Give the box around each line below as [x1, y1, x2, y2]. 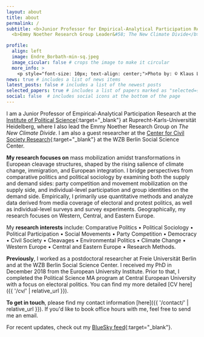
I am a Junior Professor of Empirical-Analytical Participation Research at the [6, 110, 196, 117]
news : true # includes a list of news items [6, 77, 121, 83]
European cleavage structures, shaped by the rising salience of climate [6, 160, 184, 168]
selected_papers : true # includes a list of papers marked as [6, 87, 167, 94]
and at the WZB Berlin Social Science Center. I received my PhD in [6, 261, 172, 268]
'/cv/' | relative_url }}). [14, 287, 69, 294]
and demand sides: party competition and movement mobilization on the [6, 180, 188, 187]
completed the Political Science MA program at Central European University [6, 274, 196, 281]
